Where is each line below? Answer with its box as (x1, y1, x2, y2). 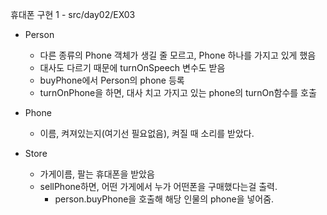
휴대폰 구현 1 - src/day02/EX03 (10, 9, 136, 20)
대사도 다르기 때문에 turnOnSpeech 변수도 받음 (39, 62, 226, 73)
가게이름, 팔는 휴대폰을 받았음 (39, 168, 155, 180)
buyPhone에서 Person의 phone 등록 (39, 74, 185, 86)
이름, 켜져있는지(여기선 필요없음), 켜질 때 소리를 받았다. (39, 128, 255, 139)
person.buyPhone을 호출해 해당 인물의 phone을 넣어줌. (54, 193, 275, 205)
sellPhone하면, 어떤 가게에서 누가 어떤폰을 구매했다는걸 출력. (39, 181, 278, 192)
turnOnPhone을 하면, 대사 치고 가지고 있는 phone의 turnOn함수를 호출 (39, 87, 317, 98)
